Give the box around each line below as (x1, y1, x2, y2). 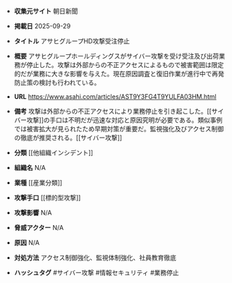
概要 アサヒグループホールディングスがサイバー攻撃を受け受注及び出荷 (13, 52, 219, 60)
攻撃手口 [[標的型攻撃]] (13, 193, 81, 202)
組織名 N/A (13, 164, 46, 171)
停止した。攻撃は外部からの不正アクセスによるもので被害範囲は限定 (26, 61, 224, 69)
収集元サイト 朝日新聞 (13, 7, 78, 15)
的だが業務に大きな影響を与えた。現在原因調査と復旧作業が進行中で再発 (13, 70, 224, 78)
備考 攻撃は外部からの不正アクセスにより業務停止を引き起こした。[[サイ (13, 107, 224, 115)
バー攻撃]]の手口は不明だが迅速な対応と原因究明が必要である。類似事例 (13, 116, 223, 124)
